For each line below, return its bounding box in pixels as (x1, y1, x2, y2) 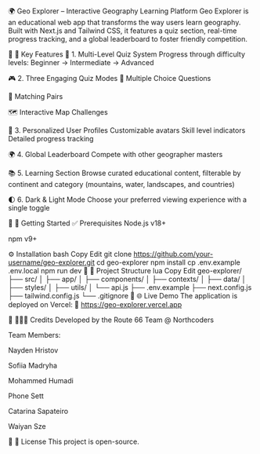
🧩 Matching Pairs (8, 92, 63, 101)
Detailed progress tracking (8, 134, 94, 143)
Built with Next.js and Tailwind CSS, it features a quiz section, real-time (8, 26, 237, 35)
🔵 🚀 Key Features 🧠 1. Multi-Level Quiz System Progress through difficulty (8, 49, 245, 59)
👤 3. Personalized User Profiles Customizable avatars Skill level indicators (8, 126, 246, 135)
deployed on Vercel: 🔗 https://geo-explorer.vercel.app (8, 300, 182, 309)
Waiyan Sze (8, 422, 46, 430)
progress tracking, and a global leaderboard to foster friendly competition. (8, 35, 248, 43)
